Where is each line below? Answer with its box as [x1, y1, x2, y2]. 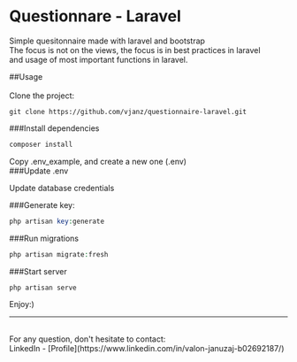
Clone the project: [9, 90, 75, 101]
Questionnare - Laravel [9, 6, 181, 27]
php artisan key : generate [9, 217, 104, 226]
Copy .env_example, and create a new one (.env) [9, 156, 187, 166]
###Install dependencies [9, 122, 100, 134]
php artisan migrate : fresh [9, 250, 109, 258]
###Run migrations [9, 233, 80, 243]
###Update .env [9, 166, 69, 176]
